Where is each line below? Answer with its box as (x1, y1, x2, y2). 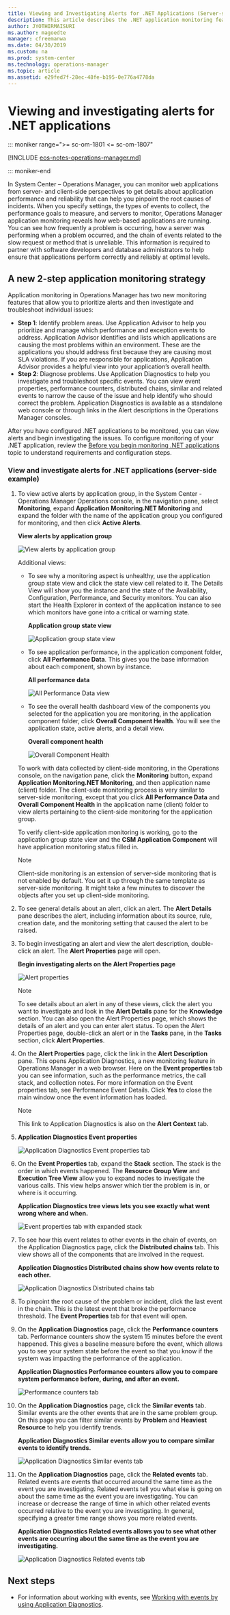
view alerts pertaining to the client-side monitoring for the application (17, 807, 213, 816)
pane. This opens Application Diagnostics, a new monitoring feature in (17, 1057, 216, 1065)
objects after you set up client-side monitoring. (17, 891, 149, 899)
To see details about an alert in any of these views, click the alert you (17, 1000, 212, 1008)
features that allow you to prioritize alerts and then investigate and (8, 299, 194, 307)
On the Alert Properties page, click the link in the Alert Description (17, 1049, 207, 1058)
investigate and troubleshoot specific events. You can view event (17, 377, 201, 386)
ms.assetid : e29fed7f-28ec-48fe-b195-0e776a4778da (8, 73, 155, 81)
